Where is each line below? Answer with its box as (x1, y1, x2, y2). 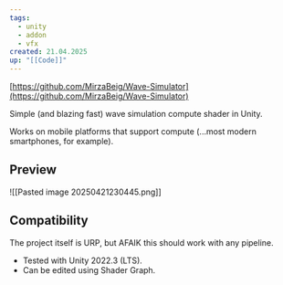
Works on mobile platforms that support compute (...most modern (9, 126, 257, 137)
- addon (17, 30, 47, 39)
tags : (9, 13, 30, 23)
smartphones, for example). (9, 136, 114, 146)
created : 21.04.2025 (9, 47, 89, 57)
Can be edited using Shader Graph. (22, 264, 156, 275)
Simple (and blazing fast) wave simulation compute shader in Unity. (9, 109, 263, 119)
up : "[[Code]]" (9, 56, 68, 65)
